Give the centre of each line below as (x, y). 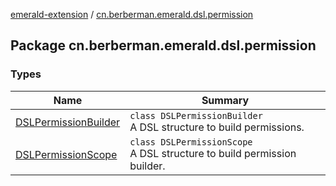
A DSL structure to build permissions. (217, 127)
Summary (225, 100)
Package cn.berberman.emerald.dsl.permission (163, 45)
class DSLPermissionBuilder (196, 115)
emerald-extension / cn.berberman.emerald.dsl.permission (132, 14)
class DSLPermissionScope (191, 142)
